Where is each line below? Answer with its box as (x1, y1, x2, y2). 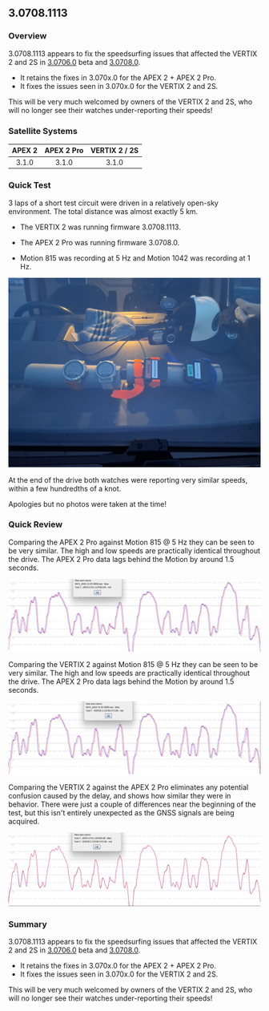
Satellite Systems (8, 125, 78, 136)
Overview (8, 30, 47, 42)
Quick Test (8, 180, 51, 191)
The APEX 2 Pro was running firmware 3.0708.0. (19, 237, 180, 247)
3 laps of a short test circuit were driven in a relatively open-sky (8, 198, 219, 208)
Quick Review (8, 519, 62, 530)
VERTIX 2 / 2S (90, 146, 139, 156)
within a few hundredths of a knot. (8, 483, 122, 493)
